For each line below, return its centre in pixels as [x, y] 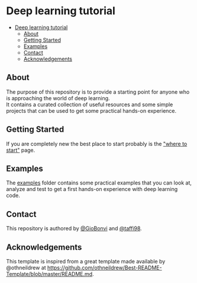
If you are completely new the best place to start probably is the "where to [97, 144]
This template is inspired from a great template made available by [86, 261]
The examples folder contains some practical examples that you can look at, [99, 183]
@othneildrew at [26, 268]
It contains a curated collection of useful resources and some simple [90, 104]
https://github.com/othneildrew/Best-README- [104, 268]
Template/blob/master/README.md [49, 274]
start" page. [21, 150]
